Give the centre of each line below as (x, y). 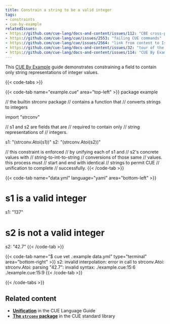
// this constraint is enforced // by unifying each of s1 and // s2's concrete (82, 152)
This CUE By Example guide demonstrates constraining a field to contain (81, 67)
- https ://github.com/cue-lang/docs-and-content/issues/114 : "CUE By (80, 52)
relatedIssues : (21, 29)
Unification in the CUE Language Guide (54, 311)
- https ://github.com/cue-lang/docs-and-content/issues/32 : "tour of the (85, 48)
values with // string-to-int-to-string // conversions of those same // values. (84, 157)
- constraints (20, 19)
